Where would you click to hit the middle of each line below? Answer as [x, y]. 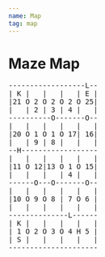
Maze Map [44, 64]
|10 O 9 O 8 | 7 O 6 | [53, 199]
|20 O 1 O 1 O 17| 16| [53, 134]
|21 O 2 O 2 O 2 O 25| [53, 102]
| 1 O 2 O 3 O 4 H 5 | [53, 231]
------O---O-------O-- [53, 183]
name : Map [25, 16]
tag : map [23, 24]
